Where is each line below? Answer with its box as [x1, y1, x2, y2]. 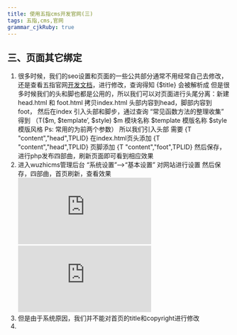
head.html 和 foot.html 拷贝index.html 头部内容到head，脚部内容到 [17, 99, 213, 107]
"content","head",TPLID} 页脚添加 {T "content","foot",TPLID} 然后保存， [17, 143, 226, 151]
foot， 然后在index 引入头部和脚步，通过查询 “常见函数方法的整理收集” [17, 107, 224, 116]
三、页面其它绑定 [7, 51, 82, 64]
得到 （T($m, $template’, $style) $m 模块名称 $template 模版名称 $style [17, 116, 227, 125]
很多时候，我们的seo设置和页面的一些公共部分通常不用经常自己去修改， [17, 72, 228, 80]
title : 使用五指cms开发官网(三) [7, 10, 94, 18]
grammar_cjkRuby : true [7, 23, 75, 31]
